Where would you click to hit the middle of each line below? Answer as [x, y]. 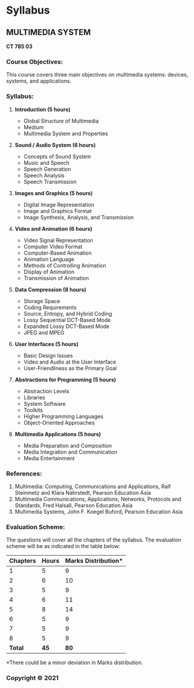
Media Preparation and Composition [68, 445]
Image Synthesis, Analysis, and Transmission [79, 217]
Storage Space [42, 301]
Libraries [34, 397]
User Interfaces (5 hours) [47, 344]
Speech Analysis [44, 175]
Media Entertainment [49, 458]
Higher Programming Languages [63, 416]
